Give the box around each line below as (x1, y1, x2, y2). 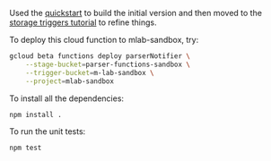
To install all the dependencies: (9, 93, 124, 104)
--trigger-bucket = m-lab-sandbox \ (25, 68, 154, 77)
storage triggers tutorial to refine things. (9, 17, 157, 28)
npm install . (9, 110, 63, 119)
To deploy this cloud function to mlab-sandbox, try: (9, 35, 199, 45)
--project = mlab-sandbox (25, 76, 115, 86)
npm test (9, 143, 42, 153)
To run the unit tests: (9, 126, 86, 137)
